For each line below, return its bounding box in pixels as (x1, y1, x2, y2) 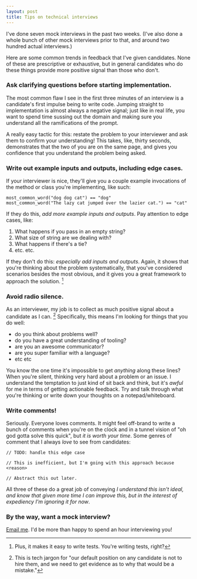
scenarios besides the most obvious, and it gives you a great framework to (6, 270, 186, 277)
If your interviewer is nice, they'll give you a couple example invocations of (6, 177, 186, 185)
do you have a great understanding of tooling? (14, 337, 127, 344)
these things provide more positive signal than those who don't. (6, 66, 160, 73)
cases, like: (6, 216, 33, 224)
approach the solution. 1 (6, 277, 64, 285)
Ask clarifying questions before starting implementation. (6, 81, 172, 89)
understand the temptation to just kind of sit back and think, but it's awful (6, 379, 184, 386)
